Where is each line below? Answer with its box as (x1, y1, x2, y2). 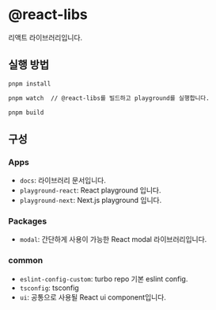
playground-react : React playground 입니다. (19, 186, 161, 195)
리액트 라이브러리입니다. (8, 33, 83, 42)
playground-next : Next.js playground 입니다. (19, 196, 162, 205)
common (8, 255, 44, 266)
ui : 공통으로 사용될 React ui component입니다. (19, 292, 166, 302)
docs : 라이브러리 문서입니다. (19, 176, 107, 186)
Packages (8, 216, 47, 227)
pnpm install (8, 79, 51, 88)
